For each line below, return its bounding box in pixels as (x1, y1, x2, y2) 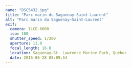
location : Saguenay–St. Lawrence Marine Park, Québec (10, 50, 127, 55)
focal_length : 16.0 (10, 46, 52, 51)
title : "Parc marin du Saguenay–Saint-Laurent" (5, 12, 109, 17)
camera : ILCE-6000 (10, 27, 50, 32)
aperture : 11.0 (10, 41, 42, 46)
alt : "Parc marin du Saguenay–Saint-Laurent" (5, 17, 104, 22)
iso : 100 (10, 31, 29, 36)
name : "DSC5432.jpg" (5, 7, 50, 13)
